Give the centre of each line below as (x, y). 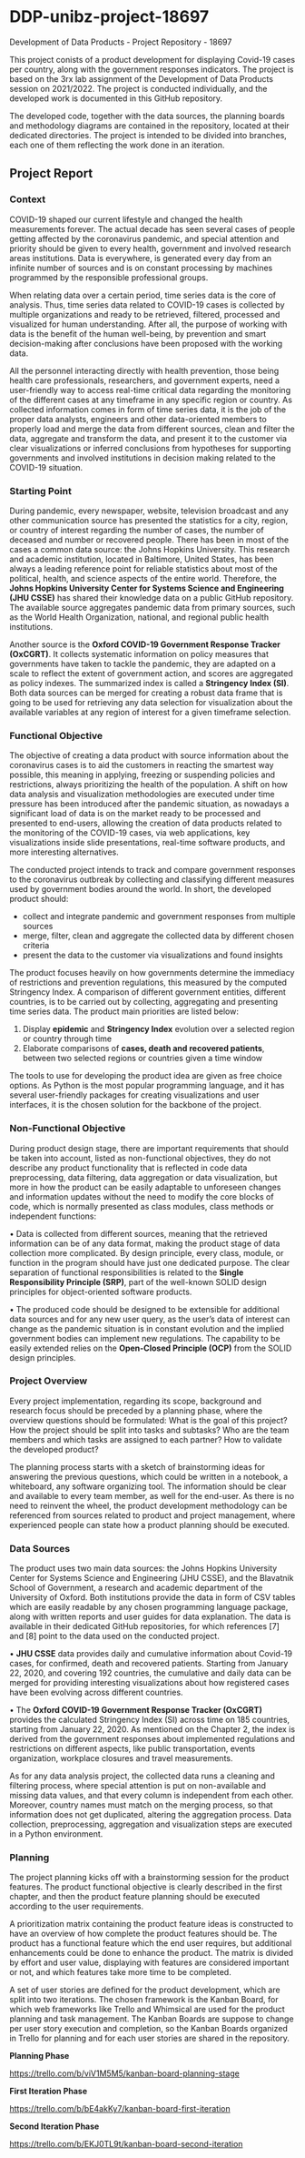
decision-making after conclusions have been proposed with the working (146, 343)
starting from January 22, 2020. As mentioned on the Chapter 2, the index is (152, 1729)
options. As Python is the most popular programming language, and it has (147, 1086)
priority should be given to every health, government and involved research (150, 248)
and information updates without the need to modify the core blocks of (142, 1196)
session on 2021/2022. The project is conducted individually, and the (138, 88)
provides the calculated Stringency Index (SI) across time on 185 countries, (150, 1720)
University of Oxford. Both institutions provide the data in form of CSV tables (152, 1597)
